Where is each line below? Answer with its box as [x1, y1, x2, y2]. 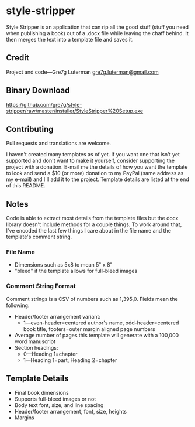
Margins [14, 414, 34, 421]
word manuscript [14, 338, 55, 345]
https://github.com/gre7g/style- [6, 101, 82, 108]
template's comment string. [6, 233, 72, 241]
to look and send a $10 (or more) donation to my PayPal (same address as [6, 170, 184, 177]
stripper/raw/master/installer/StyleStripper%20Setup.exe [6, 107, 144, 114]
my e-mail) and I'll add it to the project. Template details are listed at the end [6, 176, 190, 183]
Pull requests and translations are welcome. [6, 139, 112, 147]
